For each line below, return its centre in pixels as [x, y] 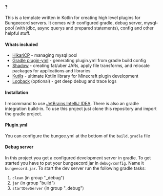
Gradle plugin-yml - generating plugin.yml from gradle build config [79, 61]
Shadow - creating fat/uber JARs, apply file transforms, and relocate [81, 65]
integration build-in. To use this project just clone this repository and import [81, 109]
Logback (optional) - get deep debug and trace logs [64, 81]
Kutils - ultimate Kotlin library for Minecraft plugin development [75, 76]
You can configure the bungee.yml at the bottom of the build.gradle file [78, 136]
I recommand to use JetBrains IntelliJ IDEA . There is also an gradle [72, 103]
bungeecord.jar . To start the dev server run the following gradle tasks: [75, 168]
